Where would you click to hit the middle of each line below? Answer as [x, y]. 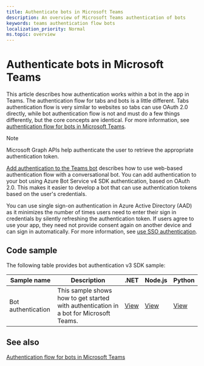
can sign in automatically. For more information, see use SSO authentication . [102, 232]
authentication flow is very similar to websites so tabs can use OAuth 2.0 [97, 107]
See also [23, 343]
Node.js [156, 280]
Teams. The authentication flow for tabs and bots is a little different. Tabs [98, 101]
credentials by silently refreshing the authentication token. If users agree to [100, 219]
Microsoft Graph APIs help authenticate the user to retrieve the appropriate [100, 150]
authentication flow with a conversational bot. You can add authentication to [101, 175]
